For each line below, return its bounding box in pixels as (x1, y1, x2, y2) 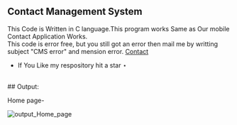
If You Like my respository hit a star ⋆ (17, 60, 127, 70)
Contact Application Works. (7, 32, 88, 40)
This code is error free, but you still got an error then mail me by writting (7, 39, 219, 48)
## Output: (7, 82, 39, 91)
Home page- (7, 96, 45, 104)
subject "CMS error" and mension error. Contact (7, 47, 149, 55)
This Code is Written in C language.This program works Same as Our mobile (7, 24, 230, 33)
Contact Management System (7, 6, 143, 18)
